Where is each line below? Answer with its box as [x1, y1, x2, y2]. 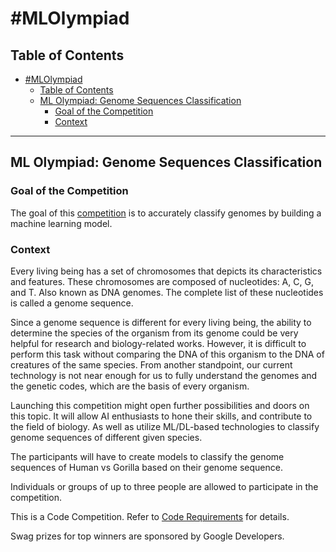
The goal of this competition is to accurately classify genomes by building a [10, 207, 322, 219]
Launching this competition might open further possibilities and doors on [10, 399, 310, 411]
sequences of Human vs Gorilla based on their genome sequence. [10, 461, 283, 473]
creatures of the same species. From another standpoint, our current [10, 358, 293, 371]
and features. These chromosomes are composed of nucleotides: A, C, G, [10, 275, 314, 287]
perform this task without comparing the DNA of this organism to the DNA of [10, 348, 325, 360]
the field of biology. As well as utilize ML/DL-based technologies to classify [10, 420, 320, 432]
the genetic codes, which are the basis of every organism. [10, 380, 250, 392]
